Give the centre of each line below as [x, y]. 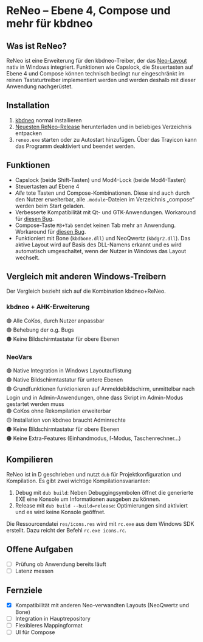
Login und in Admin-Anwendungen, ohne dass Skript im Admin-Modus [95, 398]
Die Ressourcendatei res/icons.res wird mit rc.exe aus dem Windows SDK [100, 523]
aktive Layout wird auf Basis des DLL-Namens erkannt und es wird [98, 245]
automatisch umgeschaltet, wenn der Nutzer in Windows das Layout [101, 251]
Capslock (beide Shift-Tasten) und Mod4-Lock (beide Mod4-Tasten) [101, 180]
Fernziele [24, 591]
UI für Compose [35, 632]
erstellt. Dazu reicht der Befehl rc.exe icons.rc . [66, 530]
